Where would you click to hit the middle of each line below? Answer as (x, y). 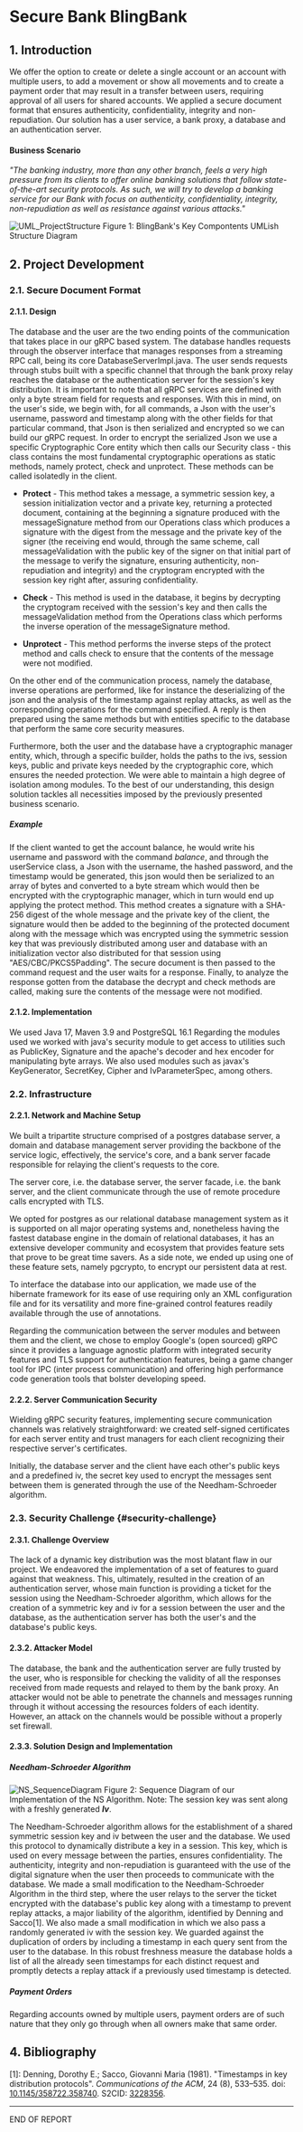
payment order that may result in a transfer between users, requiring (137, 91)
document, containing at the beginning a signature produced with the (151, 512)
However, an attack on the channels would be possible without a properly (146, 1716)
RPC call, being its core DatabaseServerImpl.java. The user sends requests (149, 360)
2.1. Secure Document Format (75, 289)
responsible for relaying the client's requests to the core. (115, 1165)
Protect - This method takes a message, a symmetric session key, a (148, 493)
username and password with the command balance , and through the (139, 857)
